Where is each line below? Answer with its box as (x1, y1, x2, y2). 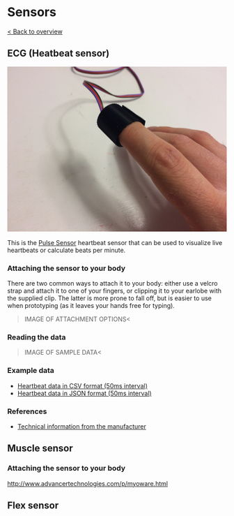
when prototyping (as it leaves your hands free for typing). (7, 302, 175, 310)
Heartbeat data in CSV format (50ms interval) (17, 381, 148, 390)
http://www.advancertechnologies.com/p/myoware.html (7, 479, 169, 487)
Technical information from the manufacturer (17, 422, 146, 430)
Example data (7, 366, 54, 376)
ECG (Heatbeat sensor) (7, 47, 110, 59)
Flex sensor (7, 500, 59, 512)
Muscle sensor (7, 443, 73, 455)
